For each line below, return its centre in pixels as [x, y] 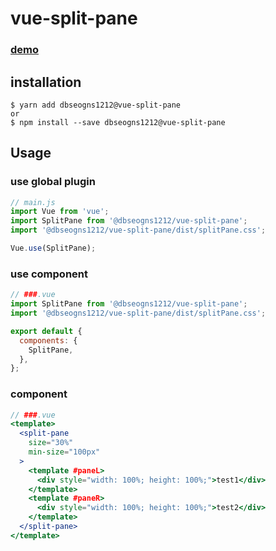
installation [46, 82]
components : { [48, 340]
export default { [46, 331]
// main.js [33, 202]
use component [49, 274]
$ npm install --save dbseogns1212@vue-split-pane [118, 122]
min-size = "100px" [64, 452]
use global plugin [53, 182]
